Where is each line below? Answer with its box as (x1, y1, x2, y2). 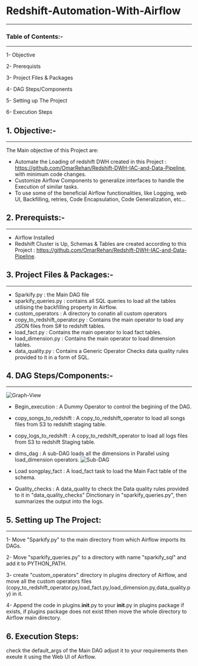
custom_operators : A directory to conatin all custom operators (14, 309, 167, 316)
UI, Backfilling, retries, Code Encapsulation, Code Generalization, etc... (14, 196, 186, 203)
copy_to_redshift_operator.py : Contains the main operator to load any (14, 316, 184, 323)
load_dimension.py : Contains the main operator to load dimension (14, 335, 176, 342)
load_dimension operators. (14, 456, 80, 463)
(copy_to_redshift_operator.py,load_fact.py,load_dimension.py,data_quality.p (6, 584, 190, 591)
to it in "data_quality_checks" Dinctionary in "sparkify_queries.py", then (14, 492, 187, 499)
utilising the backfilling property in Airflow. (14, 304, 118, 311)
